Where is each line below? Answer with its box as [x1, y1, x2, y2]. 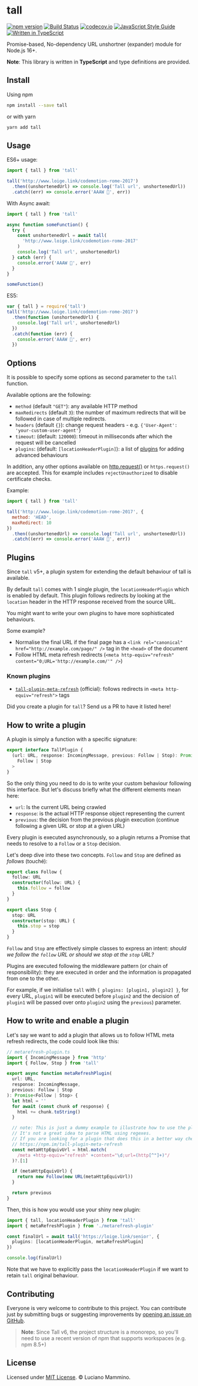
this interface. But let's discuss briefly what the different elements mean [6, 786, 181, 793]
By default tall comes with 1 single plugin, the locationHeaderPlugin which [6, 586, 189, 593]
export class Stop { [6, 907, 58, 913]
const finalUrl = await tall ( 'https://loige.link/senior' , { [6, 1233, 160, 1240]
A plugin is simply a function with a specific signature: [6, 736, 137, 743]
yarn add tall [6, 124, 42, 130]
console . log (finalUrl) [6, 1255, 62, 1261]
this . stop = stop [17, 923, 60, 929]
